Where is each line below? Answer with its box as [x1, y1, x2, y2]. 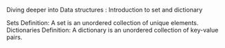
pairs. [6, 33, 23, 41]
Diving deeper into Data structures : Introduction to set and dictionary [6, 6, 203, 14]
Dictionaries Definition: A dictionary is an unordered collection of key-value [6, 26, 219, 34]
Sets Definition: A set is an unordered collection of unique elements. [6, 19, 199, 26]
